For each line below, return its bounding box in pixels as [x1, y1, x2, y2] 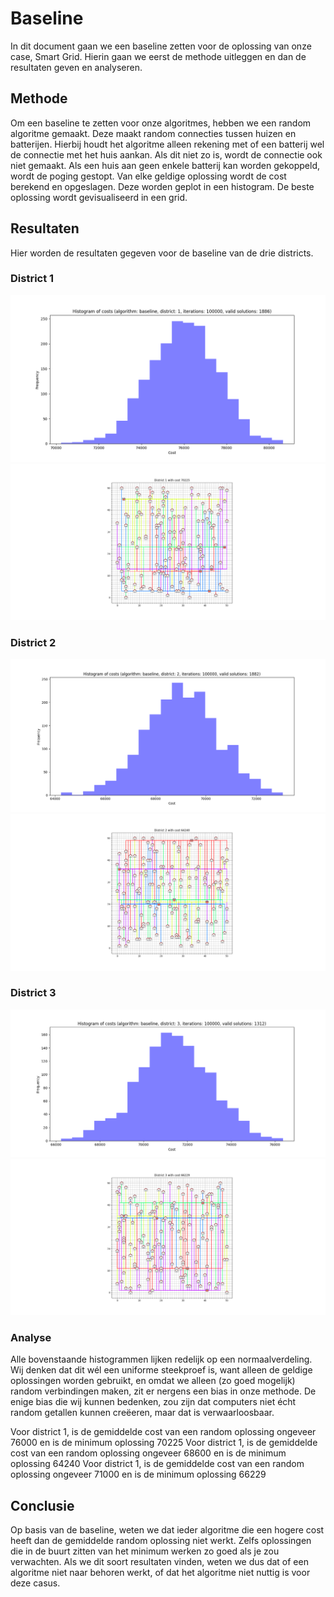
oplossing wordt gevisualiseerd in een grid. [10, 191, 188, 203]
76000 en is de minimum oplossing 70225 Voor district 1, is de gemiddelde [10, 1437, 318, 1449]
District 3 [10, 986, 57, 1000]
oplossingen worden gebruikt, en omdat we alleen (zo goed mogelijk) [10, 1375, 296, 1387]
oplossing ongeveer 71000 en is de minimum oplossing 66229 [10, 1468, 267, 1481]
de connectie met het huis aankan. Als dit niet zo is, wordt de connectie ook [10, 148, 323, 161]
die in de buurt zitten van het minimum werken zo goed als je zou [10, 1545, 280, 1557]
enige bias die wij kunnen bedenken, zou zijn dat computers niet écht [10, 1396, 297, 1408]
